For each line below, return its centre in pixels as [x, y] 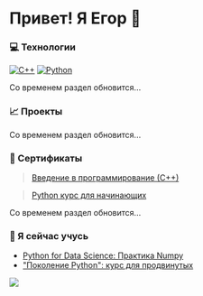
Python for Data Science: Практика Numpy [103, 255]
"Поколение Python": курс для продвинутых [108, 265]
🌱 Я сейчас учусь [49, 236]
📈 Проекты [36, 112]
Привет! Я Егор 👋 [75, 18]
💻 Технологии [43, 47]
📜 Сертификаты [46, 158]
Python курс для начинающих [89, 195]
